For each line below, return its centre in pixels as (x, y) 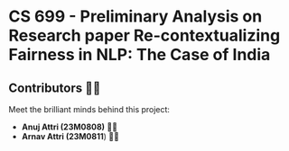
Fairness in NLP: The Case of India (140, 55)
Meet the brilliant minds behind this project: (89, 109)
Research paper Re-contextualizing (144, 36)
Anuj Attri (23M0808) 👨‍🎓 (70, 127)
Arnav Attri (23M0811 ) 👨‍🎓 (70, 136)
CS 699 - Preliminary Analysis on (135, 17)
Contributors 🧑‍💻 (55, 88)
